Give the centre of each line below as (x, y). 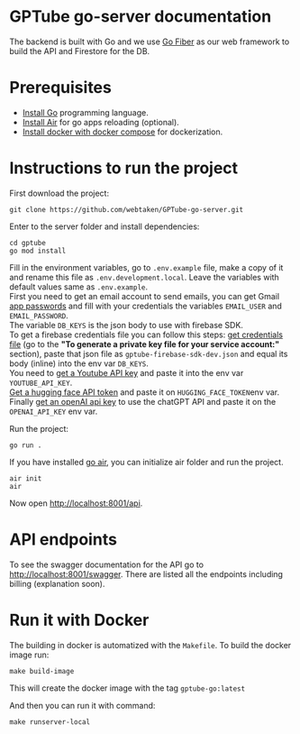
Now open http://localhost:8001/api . (76, 503)
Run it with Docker (79, 620)
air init (26, 478)
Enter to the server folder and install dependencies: (105, 226)
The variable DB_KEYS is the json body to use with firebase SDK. (126, 325)
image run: (29, 655)
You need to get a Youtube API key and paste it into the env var (127, 372)
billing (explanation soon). (57, 583)
